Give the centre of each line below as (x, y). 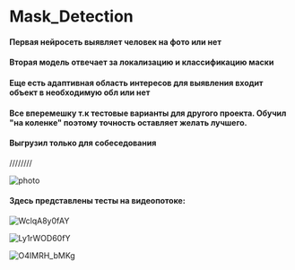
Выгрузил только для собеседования (83, 143)
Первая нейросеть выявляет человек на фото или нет (116, 41)
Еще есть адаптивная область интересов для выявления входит (136, 83)
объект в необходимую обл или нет (80, 92)
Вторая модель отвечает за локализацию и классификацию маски (142, 62)
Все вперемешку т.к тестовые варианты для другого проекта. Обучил (148, 113)
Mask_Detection (72, 17)
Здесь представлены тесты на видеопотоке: (97, 201)
